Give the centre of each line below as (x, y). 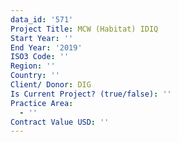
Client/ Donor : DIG (51, 85)
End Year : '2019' (46, 47)
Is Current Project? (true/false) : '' (91, 94)
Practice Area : (42, 103)
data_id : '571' (42, 19)
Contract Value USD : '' (60, 122)
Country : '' (35, 76)
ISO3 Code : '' (40, 57)
